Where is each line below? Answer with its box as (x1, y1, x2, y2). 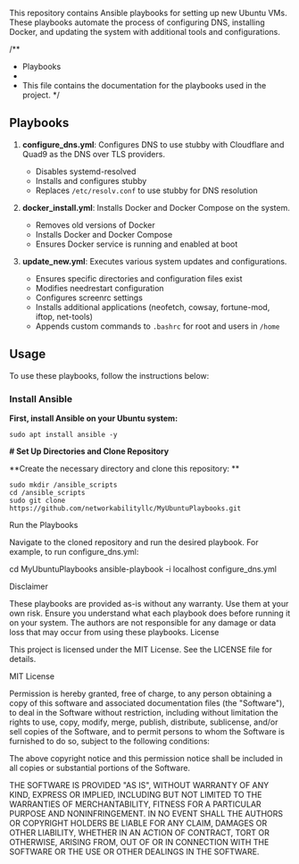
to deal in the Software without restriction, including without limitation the (9, 707, 278, 717)
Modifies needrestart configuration (35, 282, 164, 293)
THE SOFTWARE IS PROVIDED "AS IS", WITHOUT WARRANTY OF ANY (9, 779, 270, 790)
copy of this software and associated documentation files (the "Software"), (9, 697, 286, 709)
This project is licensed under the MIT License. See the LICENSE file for (9, 643, 273, 655)
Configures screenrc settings (35, 292, 143, 303)
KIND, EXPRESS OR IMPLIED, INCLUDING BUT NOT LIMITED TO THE (9, 789, 262, 800)
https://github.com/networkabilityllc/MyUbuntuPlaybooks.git (9, 504, 242, 513)
